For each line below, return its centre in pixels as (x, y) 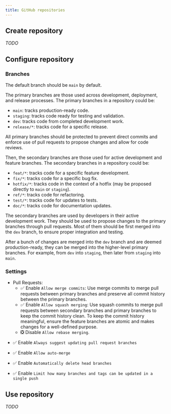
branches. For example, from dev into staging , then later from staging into (83, 253)
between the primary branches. (54, 299)
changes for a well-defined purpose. (59, 327)
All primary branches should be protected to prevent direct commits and (81, 137)
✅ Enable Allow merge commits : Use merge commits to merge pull (89, 288)
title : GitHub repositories (35, 10)
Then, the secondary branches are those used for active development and (84, 157)
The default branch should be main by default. (54, 85)
